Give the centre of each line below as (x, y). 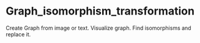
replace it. (18, 34)
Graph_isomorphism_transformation (100, 11)
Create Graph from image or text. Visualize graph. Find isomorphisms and (98, 28)
